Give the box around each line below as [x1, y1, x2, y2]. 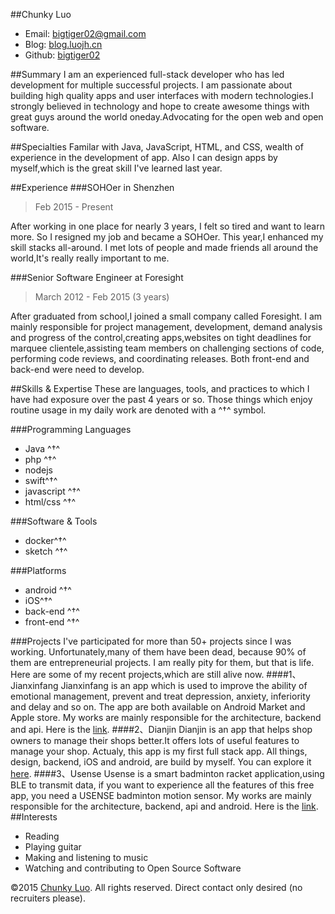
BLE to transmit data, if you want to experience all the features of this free [10, 779, 315, 791]
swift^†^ [24, 475, 58, 486]
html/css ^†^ [24, 496, 77, 508]
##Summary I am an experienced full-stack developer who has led [10, 69, 285, 80]
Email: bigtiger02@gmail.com [24, 28, 147, 39]
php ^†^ [24, 454, 57, 465]
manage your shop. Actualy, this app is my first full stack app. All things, [10, 745, 308, 757]
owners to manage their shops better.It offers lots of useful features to [10, 735, 300, 746]
